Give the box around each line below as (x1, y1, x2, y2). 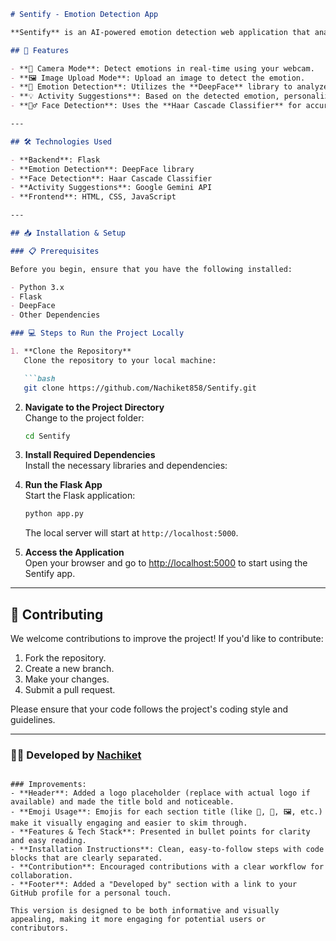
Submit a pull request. (24, 684, 116, 696)
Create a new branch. (24, 663, 115, 675)
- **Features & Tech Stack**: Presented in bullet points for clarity (10, 827, 311, 837)
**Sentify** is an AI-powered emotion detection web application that (10, 27, 311, 37)
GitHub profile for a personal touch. (10, 888, 172, 899)
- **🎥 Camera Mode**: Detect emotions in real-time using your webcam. (10, 63, 315, 74)
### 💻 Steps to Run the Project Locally (10, 328, 185, 339)
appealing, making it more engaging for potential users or (10, 915, 267, 925)
